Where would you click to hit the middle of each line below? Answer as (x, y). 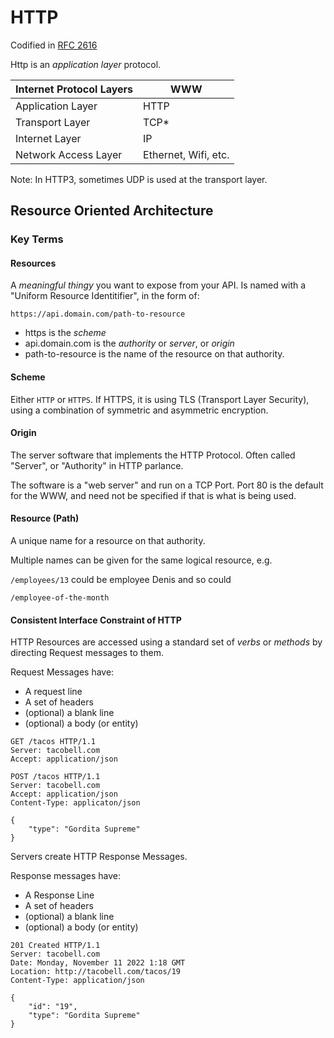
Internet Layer (48, 138)
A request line (53, 692)
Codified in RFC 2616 (54, 45)
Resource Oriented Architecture (112, 211)
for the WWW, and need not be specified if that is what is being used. (153, 495)
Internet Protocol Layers (74, 89)
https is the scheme (65, 333)
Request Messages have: (62, 672)
